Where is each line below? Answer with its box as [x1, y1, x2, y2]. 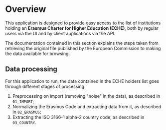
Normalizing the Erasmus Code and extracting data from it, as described [12, 103, 162, 110]
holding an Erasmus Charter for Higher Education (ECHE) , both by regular [5, 25, 159, 31]
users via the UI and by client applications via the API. [5, 30, 116, 36]
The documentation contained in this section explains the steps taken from [5, 40, 159, 46]
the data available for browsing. [5, 51, 70, 57]
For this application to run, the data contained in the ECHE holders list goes [5, 78, 160, 84]
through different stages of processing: [5, 83, 86, 89]
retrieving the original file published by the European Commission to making [5, 45, 161, 51]
